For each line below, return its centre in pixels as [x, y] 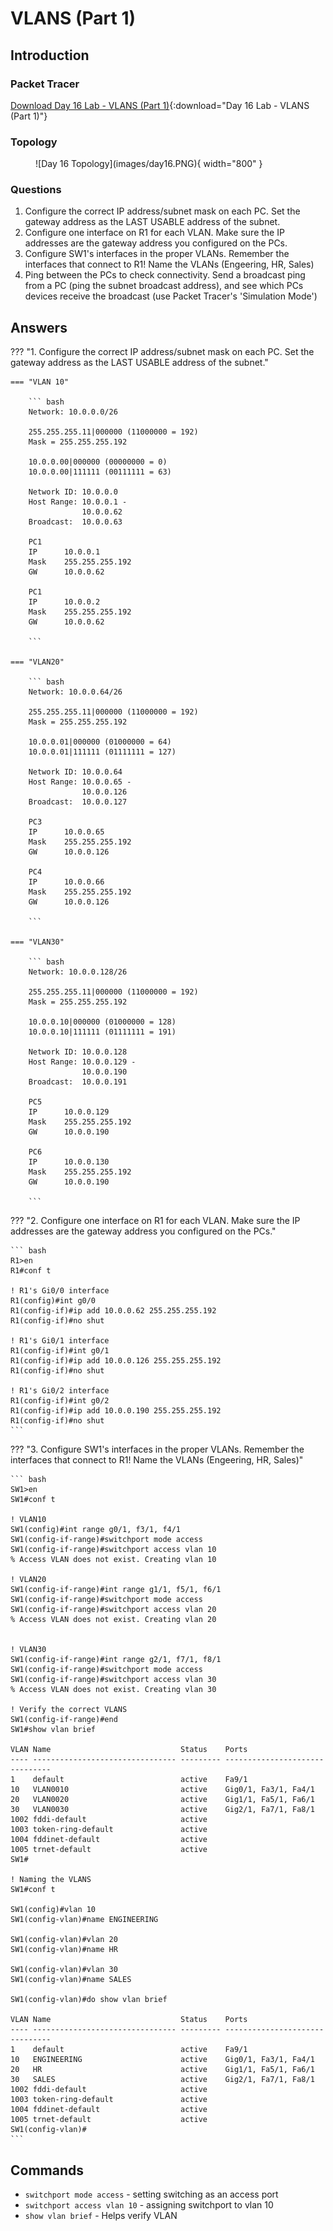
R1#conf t [31, 1271]
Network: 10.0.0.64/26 [75, 692]
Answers [39, 327]
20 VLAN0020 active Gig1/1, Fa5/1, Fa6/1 [162, 1800]
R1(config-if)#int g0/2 [60, 1401]
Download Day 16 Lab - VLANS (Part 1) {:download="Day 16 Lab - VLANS [160, 105]
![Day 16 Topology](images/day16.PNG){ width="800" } [149, 164]
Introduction [50, 55]
